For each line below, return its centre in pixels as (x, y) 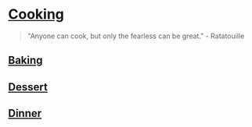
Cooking (36, 14)
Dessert (28, 87)
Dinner (25, 113)
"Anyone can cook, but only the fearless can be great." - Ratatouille (136, 36)
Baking (25, 60)
